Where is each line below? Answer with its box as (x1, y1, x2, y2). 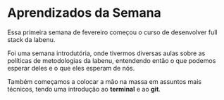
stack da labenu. (7, 35, 56, 43)
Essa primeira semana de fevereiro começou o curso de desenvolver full (7, 28, 218, 36)
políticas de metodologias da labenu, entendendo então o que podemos (7, 56, 216, 64)
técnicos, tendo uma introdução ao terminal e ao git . (7, 85, 161, 93)
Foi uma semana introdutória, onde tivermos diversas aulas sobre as (7, 49, 206, 57)
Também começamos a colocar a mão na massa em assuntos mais (7, 77, 202, 85)
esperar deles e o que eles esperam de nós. (7, 64, 135, 72)
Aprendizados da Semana (7, 5, 162, 21)
